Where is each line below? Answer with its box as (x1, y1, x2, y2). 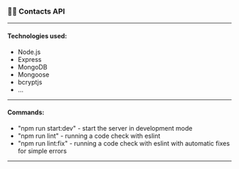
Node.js (17, 48, 41, 56)
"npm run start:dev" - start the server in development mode (17, 124, 193, 132)
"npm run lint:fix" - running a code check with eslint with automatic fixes (17, 138, 230, 148)
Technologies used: (7, 31, 68, 40)
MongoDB (17, 62, 48, 71)
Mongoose (17, 70, 50, 79)
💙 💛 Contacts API (7, 6, 65, 16)
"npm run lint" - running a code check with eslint (17, 131, 161, 140)
